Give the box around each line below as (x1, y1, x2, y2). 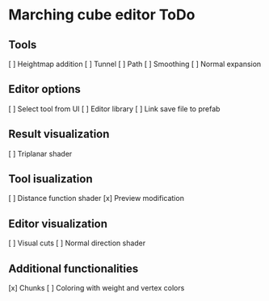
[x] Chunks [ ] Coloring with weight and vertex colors (8, 283, 185, 293)
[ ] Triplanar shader (8, 148, 73, 158)
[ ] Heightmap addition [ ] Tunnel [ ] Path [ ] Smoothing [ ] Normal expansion (8, 59, 262, 69)
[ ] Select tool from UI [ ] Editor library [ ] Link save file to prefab (8, 103, 221, 114)
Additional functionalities (8, 261, 139, 275)
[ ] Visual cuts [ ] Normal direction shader (8, 238, 146, 248)
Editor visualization (8, 216, 107, 231)
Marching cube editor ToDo (8, 6, 195, 24)
